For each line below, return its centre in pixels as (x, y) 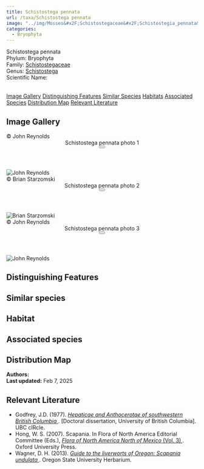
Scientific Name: (27, 78)
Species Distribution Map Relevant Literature (62, 103)
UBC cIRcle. (30, 428)
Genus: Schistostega (32, 71)
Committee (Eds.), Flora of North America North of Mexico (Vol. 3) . (100, 440)
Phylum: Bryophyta (30, 58)
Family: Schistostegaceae (39, 65)
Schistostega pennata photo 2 (102, 185)
